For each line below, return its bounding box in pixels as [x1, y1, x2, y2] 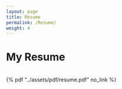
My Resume [6, 51, 65, 64]
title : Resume [6, 14, 41, 20]
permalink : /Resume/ [6, 19, 57, 25]
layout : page [6, 8, 38, 15]
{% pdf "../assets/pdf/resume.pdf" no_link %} [6, 76, 117, 83]
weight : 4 [6, 25, 31, 31]
